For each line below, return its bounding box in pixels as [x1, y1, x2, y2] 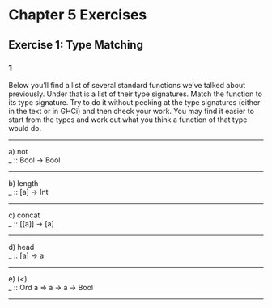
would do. [8, 123, 42, 133]
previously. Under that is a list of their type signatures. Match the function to [8, 89, 263, 99]
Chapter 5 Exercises [8, 6, 147, 24]
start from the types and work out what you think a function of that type [8, 115, 248, 124]
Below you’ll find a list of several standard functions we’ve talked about [8, 80, 245, 90]
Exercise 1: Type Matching [8, 38, 144, 52]
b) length [8, 178, 39, 188]
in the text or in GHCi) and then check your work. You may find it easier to [8, 106, 255, 116]
